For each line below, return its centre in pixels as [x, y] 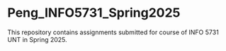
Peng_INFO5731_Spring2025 [94, 13]
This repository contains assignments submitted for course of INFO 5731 [113, 32]
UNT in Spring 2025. [37, 39]
